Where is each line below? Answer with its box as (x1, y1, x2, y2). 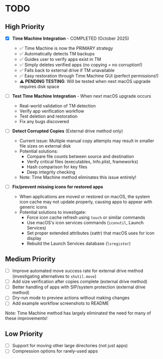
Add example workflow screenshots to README (12, 300, 109, 307)
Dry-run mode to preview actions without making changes (12, 295, 130, 301)
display (26, 235, 42, 241)
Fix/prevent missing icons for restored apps (12, 184, 104, 190)
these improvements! (5, 315, 48, 321)
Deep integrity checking (26, 169, 76, 175)
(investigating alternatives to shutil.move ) (12, 273, 97, 280)
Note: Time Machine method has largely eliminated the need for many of (5, 310, 151, 316)
